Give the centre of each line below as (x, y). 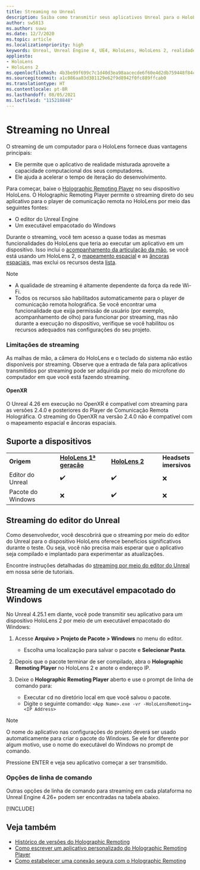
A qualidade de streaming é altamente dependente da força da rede (98, 285)
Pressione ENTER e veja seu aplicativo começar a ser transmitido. (87, 762)
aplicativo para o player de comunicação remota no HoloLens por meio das (98, 201)
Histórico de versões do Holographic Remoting (72, 841)
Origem (20, 461)
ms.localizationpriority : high (45, 45)
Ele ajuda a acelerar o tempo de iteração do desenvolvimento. (91, 177)
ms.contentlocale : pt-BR (37, 89)
